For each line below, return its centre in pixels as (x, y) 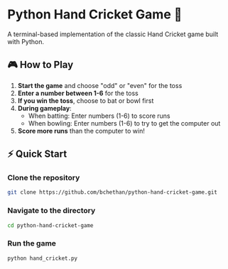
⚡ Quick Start (37, 154)
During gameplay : (45, 108)
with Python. (26, 41)
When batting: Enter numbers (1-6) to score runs (99, 116)
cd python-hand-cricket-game (50, 225)
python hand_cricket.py (43, 258)
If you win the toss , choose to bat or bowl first (86, 100)
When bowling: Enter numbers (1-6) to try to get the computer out (124, 123)
